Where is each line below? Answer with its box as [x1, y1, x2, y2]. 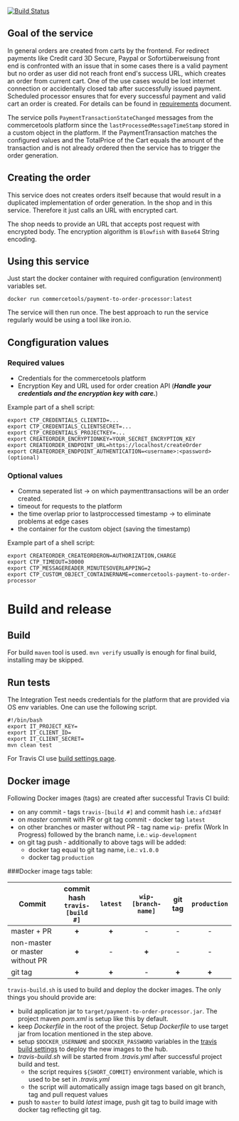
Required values [7, 357, 65, 367]
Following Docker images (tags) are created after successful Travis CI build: [7, 794, 230, 802]
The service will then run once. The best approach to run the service [7, 308, 208, 317]
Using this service [7, 255, 90, 267]
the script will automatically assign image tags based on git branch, [28, 1082, 226, 1091]
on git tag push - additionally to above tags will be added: [17, 838, 186, 846]
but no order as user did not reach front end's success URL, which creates [7, 68, 226, 78]
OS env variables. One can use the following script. [7, 703, 158, 712]
